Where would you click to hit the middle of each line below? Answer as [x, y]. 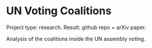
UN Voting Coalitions [59, 11]
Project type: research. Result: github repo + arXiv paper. [76, 27]
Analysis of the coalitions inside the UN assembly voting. [76, 39]
